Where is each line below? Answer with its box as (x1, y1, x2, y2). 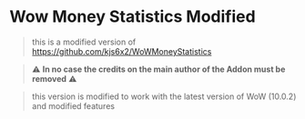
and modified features (31, 100, 116, 111)
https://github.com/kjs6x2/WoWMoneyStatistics (31, 45, 212, 56)
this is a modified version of (31, 36, 137, 47)
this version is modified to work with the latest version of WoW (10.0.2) (31, 91, 297, 102)
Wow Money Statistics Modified (9, 6, 257, 27)
